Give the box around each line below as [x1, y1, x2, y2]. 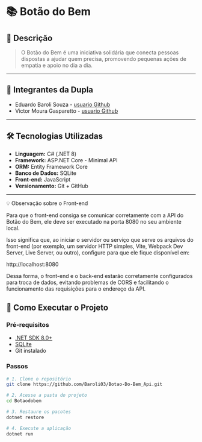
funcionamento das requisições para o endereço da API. [6, 285, 146, 292]
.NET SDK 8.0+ [14, 334, 53, 341]
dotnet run [6, 431, 34, 437]
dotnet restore [6, 414, 44, 420]
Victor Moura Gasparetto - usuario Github [14, 107, 118, 115]
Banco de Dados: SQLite [14, 169, 77, 177]
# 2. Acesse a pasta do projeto [6, 393, 87, 399]
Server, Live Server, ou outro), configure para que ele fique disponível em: [6, 248, 190, 256]
